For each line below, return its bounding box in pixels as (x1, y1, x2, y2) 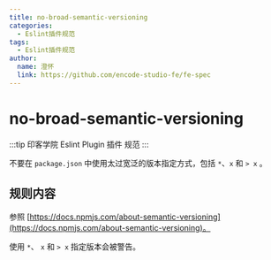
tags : (9, 37, 29, 47)
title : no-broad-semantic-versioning (9, 12, 148, 22)
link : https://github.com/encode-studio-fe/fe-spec (17, 71, 212, 80)
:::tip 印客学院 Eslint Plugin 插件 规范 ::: (9, 139, 149, 149)
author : (9, 54, 38, 63)
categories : (9, 21, 53, 30)
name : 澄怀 (17, 63, 55, 72)
